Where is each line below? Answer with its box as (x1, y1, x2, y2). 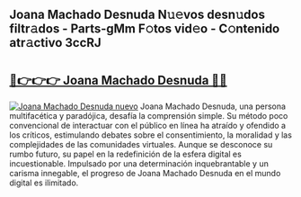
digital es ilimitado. (9, 177, 79, 188)
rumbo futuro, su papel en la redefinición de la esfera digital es (9, 148, 243, 159)
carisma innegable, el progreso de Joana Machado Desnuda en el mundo (9, 168, 281, 178)
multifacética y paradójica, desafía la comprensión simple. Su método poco (9, 111, 288, 121)
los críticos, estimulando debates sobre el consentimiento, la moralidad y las (9, 130, 292, 140)
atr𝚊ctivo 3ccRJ (9, 35, 102, 50)
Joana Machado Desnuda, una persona (139, 101, 286, 112)
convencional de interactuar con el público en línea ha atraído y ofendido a (9, 121, 286, 130)
